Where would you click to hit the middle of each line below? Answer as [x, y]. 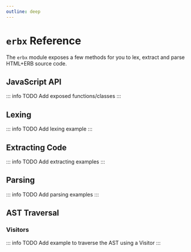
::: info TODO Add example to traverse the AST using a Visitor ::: [83, 243]
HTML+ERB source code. [36, 63]
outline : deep [24, 12]
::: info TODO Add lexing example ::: [49, 129]
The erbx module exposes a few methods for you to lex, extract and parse [95, 57]
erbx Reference [43, 40]
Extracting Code [36, 147]
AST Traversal [33, 213]
